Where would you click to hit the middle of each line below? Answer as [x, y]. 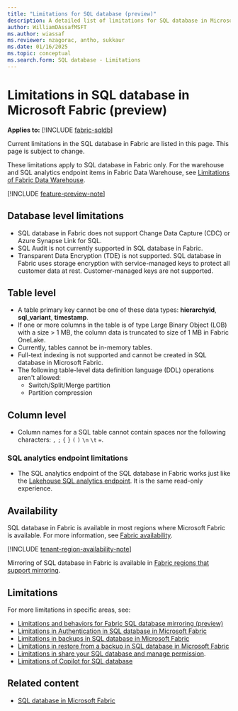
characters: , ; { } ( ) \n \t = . [61, 440]
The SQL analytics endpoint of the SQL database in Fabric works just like [124, 474]
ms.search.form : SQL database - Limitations [74, 60]
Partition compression [60, 393]
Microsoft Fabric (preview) [87, 110]
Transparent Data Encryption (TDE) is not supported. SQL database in [119, 255]
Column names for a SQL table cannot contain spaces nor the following [122, 432]
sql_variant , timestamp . [53, 318]
